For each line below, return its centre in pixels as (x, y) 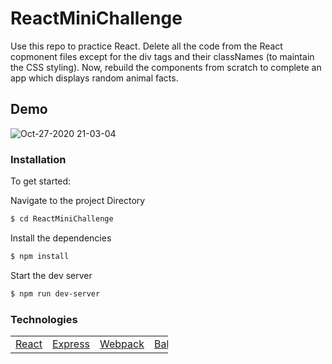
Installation (38, 159)
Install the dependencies (61, 238)
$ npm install (40, 256)
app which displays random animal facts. (94, 78)
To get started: (41, 181)
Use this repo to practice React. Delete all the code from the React (146, 46)
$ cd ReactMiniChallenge (62, 219)
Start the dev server (51, 275)
